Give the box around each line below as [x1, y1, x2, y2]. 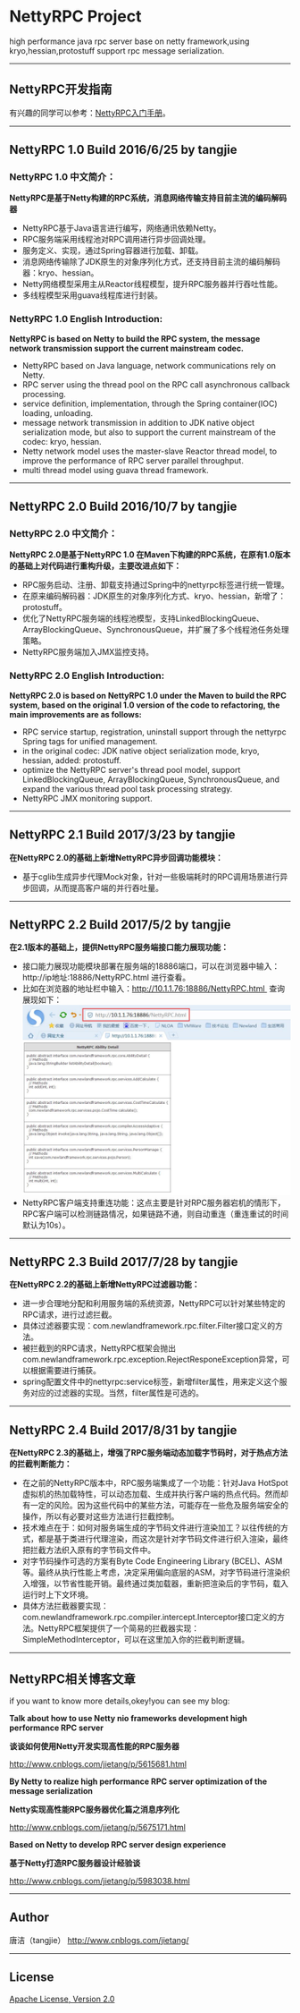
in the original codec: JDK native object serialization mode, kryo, [21, 745, 261, 756]
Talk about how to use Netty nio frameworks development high [9, 1712, 247, 1723]
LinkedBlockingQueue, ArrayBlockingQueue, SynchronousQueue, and [21, 774, 279, 785]
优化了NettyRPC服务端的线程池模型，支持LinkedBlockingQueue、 [21, 613, 265, 624]
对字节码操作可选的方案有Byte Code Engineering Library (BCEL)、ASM [21, 1556, 283, 1567]
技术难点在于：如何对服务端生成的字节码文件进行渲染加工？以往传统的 [21, 1523, 281, 1533]
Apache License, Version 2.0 [9, 1993, 115, 2004]
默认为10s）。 [21, 1219, 71, 1230]
